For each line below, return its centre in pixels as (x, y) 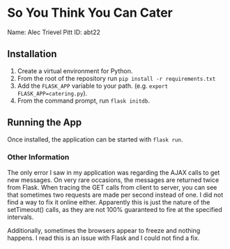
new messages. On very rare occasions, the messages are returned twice (113, 180)
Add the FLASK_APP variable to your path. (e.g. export (93, 86)
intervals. (21, 217)
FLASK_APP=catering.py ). (52, 93)
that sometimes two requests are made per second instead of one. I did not (115, 195)
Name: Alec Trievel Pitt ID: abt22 (54, 32)
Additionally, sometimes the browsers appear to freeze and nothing (104, 230)
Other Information (38, 157)
